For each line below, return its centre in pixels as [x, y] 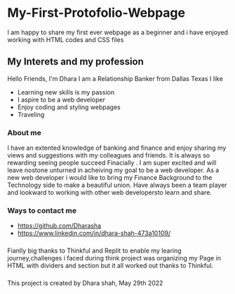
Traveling [31, 114]
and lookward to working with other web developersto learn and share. [110, 192]
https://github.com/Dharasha [59, 226]
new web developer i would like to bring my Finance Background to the [110, 178]
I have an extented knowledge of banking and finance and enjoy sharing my [117, 148]
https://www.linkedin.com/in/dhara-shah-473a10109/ [94, 233]
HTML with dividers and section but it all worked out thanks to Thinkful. [110, 266]
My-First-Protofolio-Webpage [96, 13]
